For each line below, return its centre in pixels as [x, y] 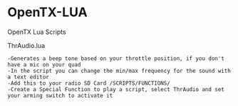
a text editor [29, 77]
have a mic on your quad [44, 64]
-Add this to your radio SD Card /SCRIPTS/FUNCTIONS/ [89, 83]
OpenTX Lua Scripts [37, 32]
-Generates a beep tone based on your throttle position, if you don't [116, 58]
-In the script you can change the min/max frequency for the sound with [119, 71]
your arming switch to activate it [60, 95]
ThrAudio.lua [26, 45]
